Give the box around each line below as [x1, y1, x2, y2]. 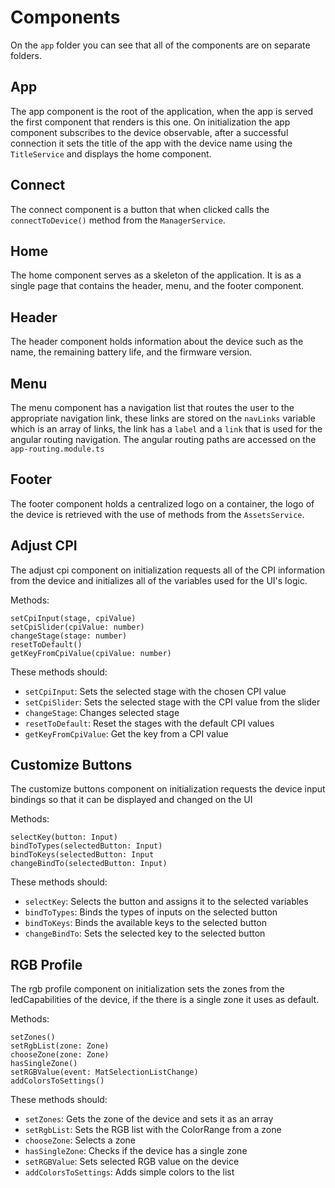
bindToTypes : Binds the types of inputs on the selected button [24, 906, 278, 918]
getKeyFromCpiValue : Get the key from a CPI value [24, 727, 229, 740]
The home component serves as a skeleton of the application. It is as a [10, 269, 302, 281]
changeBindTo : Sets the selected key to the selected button [24, 927, 266, 940]
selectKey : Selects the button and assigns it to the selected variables [24, 896, 309, 908]
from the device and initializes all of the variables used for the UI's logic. [10, 574, 308, 586]
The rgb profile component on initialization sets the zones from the [10, 983, 285, 995]
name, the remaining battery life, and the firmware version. [10, 346, 253, 358]
